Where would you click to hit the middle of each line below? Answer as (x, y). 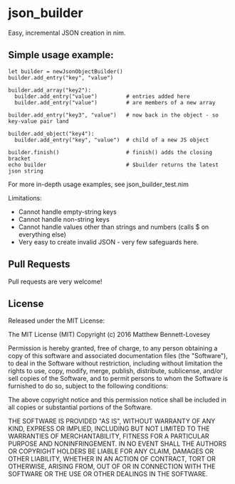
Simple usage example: (61, 55)
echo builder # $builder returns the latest (114, 165)
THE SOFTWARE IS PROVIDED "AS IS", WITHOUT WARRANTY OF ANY (112, 421)
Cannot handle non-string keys (64, 219)
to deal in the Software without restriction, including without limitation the (115, 363)
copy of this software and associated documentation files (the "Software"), (118, 356)
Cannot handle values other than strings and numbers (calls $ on (114, 227)
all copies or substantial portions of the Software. (80, 407)
